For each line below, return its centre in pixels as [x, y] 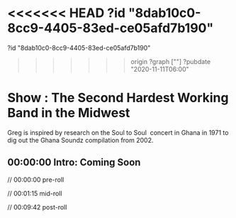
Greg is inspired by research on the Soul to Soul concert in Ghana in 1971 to [118, 132]
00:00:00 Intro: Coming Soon [74, 162]
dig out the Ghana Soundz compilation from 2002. [80, 140]
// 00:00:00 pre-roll [36, 180]
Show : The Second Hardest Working [118, 98]
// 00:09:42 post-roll [37, 207]
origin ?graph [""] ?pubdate [171, 61]
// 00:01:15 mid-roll [35, 193]
